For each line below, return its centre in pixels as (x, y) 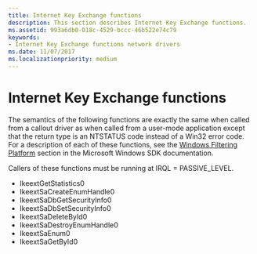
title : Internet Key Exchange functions (75, 15)
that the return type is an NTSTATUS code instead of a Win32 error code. (126, 136)
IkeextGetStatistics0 (52, 183)
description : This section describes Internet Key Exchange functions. (127, 23)
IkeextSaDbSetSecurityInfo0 (65, 208)
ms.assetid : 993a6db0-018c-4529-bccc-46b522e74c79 (92, 30)
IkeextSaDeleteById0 (53, 216)
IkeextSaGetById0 (49, 241)
